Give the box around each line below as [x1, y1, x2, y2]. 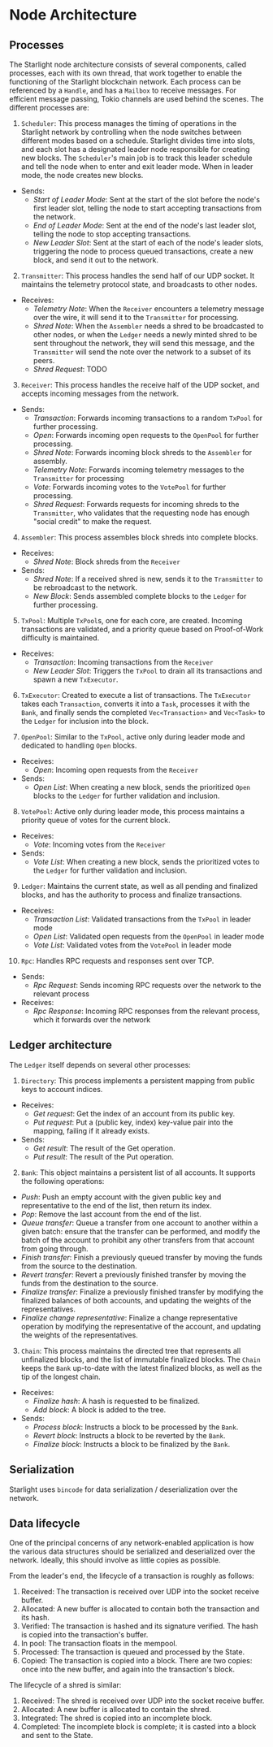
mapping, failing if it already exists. [32, 1125, 150, 1135]
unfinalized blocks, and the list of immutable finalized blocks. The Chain [20, 1355, 261, 1364]
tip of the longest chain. [20, 1372, 101, 1381]
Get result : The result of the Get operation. [32, 1143, 175, 1153]
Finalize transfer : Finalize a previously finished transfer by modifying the [20, 1286, 263, 1297]
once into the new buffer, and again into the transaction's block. [20, 1664, 235, 1675]
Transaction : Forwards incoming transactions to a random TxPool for [32, 413, 263, 423]
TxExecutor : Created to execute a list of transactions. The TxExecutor [20, 691, 251, 700]
